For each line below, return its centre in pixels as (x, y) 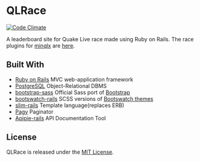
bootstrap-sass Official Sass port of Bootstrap (72, 92)
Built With (25, 65)
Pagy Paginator (34, 111)
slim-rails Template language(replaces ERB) (69, 105)
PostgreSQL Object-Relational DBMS (61, 86)
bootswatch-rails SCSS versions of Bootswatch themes (84, 98)
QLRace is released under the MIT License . (60, 152)
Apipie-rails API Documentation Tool (60, 118)
